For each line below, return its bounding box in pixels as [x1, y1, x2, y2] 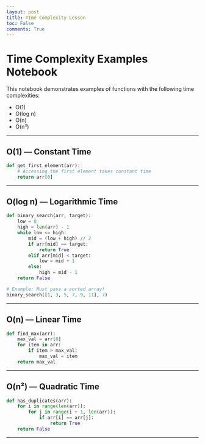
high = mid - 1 [38, 270, 78, 276]
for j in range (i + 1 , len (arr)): [28, 409, 116, 415]
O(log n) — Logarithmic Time [6, 196, 118, 207]
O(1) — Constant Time [6, 146, 92, 157]
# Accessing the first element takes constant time [17, 168, 151, 174]
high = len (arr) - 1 [17, 224, 70, 231]
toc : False [6, 20, 34, 26]
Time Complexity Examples [6, 52, 148, 66]
